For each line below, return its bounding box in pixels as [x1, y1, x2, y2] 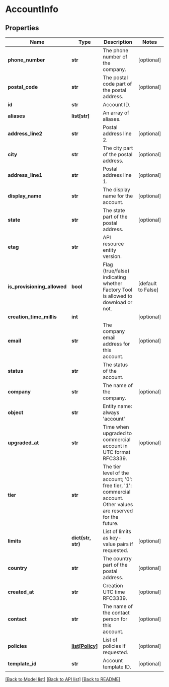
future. [103, 520, 119, 527]
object [8, 409, 24, 416]
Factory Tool [103, 286, 132, 293]
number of [103, 53, 128, 60]
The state [103, 207, 125, 214]
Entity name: [103, 403, 132, 409]
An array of [103, 109, 129, 116]
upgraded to [103, 430, 132, 437]
